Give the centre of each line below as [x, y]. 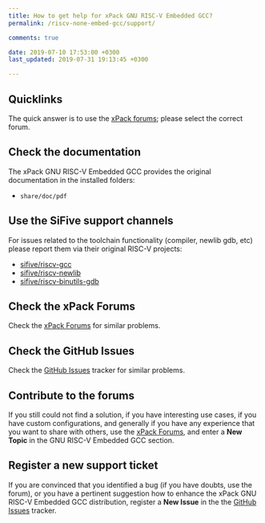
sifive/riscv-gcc [46, 264]
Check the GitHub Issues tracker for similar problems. [97, 371]
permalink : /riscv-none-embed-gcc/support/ [82, 23]
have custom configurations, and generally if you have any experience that [132, 423]
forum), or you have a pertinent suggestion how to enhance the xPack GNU [132, 493]
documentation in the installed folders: [72, 180]
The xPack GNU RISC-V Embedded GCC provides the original [110, 171]
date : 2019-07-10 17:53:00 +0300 [64, 52]
